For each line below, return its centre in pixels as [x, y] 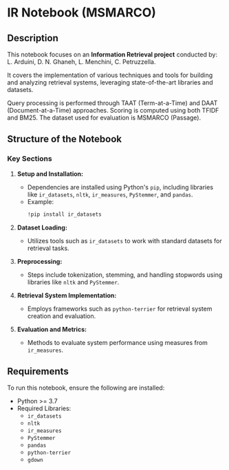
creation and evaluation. [62, 316]
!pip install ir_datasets [64, 214]
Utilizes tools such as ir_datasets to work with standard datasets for [124, 240]
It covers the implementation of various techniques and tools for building [110, 75]
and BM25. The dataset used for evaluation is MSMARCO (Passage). [104, 117]
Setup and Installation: [50, 174]
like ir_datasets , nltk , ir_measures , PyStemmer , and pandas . [110, 194]
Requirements [38, 371]
